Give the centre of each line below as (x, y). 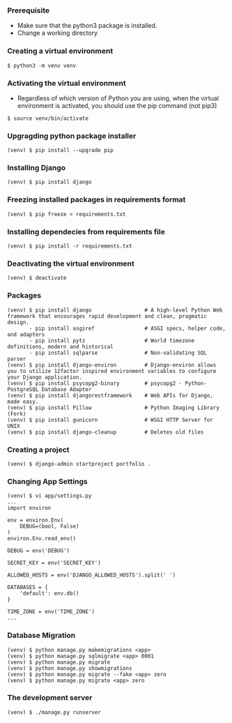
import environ (29, 508)
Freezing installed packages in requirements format (96, 199)
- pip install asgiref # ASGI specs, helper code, (127, 328)
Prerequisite (29, 10)
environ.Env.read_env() (42, 539)
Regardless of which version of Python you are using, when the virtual (118, 98)
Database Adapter (67, 389)
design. (18, 322)
